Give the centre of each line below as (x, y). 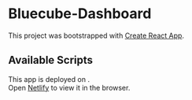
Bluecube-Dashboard (80, 14)
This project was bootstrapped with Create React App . (96, 35)
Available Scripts (50, 60)
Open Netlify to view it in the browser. (69, 87)
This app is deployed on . (49, 79)
